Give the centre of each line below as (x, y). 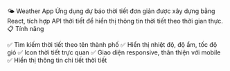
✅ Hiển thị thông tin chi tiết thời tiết (57, 60)
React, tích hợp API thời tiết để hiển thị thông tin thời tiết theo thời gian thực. (115, 21)
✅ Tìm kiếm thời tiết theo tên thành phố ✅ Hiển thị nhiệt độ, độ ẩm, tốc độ (112, 44)
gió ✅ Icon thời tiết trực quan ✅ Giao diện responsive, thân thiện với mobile (114, 52)
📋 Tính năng (26, 29)
